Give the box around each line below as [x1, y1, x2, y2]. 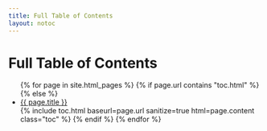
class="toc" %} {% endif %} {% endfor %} [19, 114, 162, 125]
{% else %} [19, 89, 59, 99]
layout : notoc [8, 19, 56, 27]
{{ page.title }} [19, 97, 68, 107]
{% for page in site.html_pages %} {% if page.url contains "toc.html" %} [19, 80, 260, 90]
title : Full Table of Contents [8, 11, 113, 20]
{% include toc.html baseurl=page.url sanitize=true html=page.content [19, 106, 255, 116]
